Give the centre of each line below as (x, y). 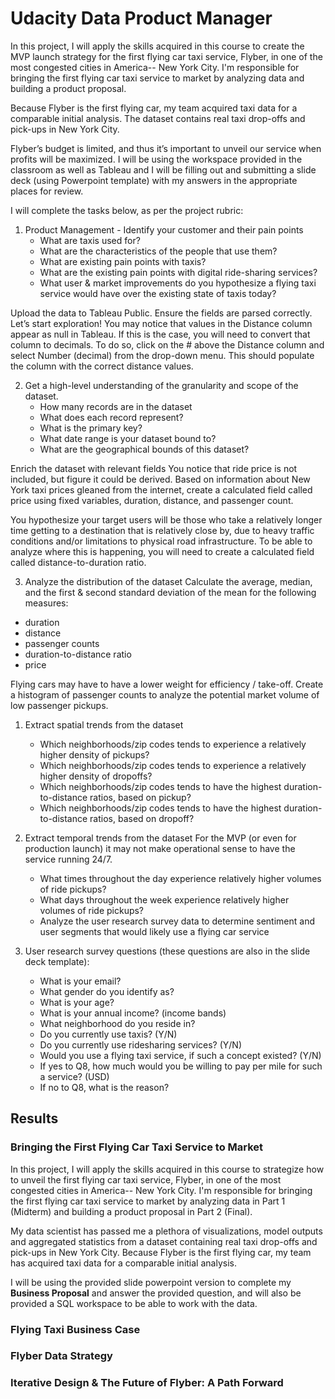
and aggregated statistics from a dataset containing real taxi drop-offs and (164, 1241)
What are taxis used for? (90, 240)
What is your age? (77, 1002)
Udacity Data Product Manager (141, 18)
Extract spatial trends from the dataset (104, 724)
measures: (46, 603)
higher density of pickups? (94, 754)
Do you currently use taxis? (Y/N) (108, 1034)
